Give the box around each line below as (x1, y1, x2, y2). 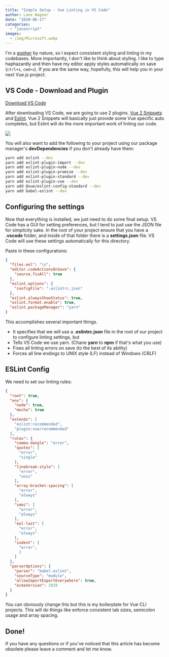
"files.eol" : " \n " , (10, 262, 51, 268)
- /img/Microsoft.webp (10, 36, 58, 41)
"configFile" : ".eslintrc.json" (14, 286, 83, 291)
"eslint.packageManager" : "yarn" (10, 305, 81, 310)
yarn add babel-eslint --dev (5, 188, 67, 194)
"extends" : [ (10, 417, 38, 422)
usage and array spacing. (5, 612, 59, 618)
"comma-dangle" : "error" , (14, 440, 70, 446)
